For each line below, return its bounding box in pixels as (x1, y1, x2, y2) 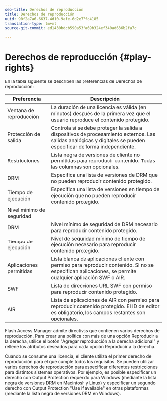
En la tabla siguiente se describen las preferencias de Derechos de (5, 79, 142, 84)
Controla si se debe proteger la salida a (51, 125, 143, 132)
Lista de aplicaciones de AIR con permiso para (51, 297, 159, 304)
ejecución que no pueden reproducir (51, 192, 136, 199)
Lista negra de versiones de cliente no (51, 151, 140, 158)
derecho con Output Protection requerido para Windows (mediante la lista (5, 375, 157, 381)
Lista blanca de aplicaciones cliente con (51, 255, 144, 262)
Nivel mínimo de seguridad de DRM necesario (51, 221, 158, 228)
